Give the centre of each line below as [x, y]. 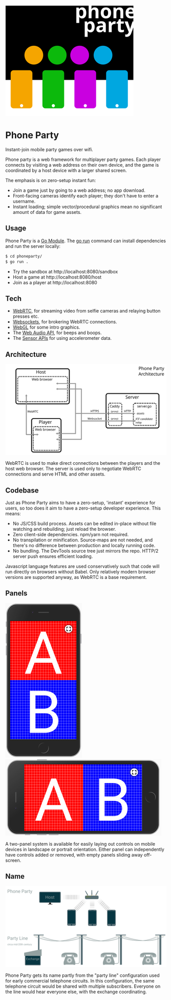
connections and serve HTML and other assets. [56, 474]
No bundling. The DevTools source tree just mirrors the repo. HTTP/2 [85, 551]
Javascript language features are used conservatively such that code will [82, 566]
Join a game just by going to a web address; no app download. [79, 190]
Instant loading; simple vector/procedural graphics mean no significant [87, 207]
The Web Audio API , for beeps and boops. [57, 333]
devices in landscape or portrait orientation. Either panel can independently [85, 849]
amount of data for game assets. [47, 212]
